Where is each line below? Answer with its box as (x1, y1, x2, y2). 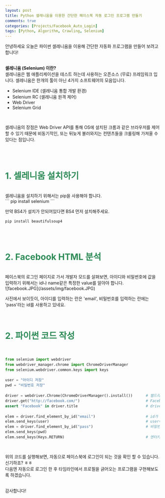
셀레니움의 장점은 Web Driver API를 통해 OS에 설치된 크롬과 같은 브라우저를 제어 (5, 124, 160, 130)
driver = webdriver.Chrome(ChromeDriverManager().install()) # (5, 393, 148, 398)
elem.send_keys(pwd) (5, 430, 48, 435)
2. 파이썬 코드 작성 (5, 331, 75, 341)
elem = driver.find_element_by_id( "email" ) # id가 (5, 414, 158, 419)
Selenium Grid (12, 105, 41, 111)
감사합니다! (5, 488, 27, 494)
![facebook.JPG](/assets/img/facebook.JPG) (5, 285, 96, 291)
